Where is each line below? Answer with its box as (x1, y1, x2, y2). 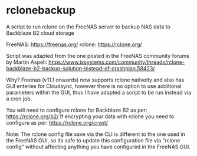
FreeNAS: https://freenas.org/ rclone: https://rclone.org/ (6, 41, 143, 48)
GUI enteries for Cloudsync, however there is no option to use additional (6, 82, 182, 89)
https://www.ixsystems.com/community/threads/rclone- (48, 58, 185, 66)
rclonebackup (6, 4, 76, 17)
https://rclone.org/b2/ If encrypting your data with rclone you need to (6, 113, 175, 120)
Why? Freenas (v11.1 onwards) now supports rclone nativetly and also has (6, 76, 185, 83)
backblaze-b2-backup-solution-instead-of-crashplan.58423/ (6, 64, 155, 71)
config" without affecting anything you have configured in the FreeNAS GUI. (6, 143, 191, 150)
